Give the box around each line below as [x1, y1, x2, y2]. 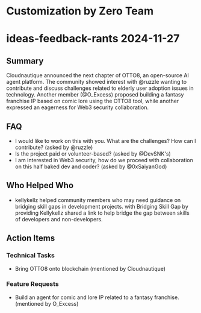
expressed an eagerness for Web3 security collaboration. [6, 104, 149, 111]
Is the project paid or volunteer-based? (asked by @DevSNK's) [14, 150, 172, 157]
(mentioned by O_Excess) [14, 300, 79, 307]
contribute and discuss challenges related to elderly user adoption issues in [6, 84, 194, 92]
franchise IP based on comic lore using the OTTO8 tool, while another [6, 98, 179, 105]
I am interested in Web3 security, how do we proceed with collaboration [14, 157, 194, 163]
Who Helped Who [6, 180, 74, 191]
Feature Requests [6, 280, 59, 288]
